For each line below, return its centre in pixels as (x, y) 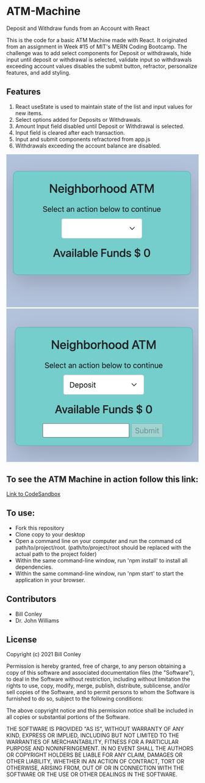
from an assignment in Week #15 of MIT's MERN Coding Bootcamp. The (97, 47)
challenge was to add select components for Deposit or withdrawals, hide (99, 53)
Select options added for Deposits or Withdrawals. (78, 119)
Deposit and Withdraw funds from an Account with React (78, 28)
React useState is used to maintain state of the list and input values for (104, 107)
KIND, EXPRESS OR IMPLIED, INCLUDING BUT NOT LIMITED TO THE (93, 735)
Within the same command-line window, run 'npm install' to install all (101, 560)
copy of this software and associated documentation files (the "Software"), (101, 673)
